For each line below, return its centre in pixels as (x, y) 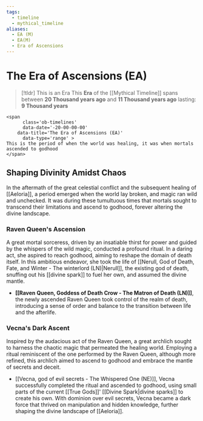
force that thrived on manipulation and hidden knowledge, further (97, 405)
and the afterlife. (35, 312)
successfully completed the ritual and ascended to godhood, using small (106, 385)
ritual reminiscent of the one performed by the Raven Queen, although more (101, 354)
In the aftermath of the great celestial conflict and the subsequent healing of (101, 187)
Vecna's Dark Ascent (38, 328)
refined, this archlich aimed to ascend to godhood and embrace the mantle (99, 361)
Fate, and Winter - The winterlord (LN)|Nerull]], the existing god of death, (98, 268)
